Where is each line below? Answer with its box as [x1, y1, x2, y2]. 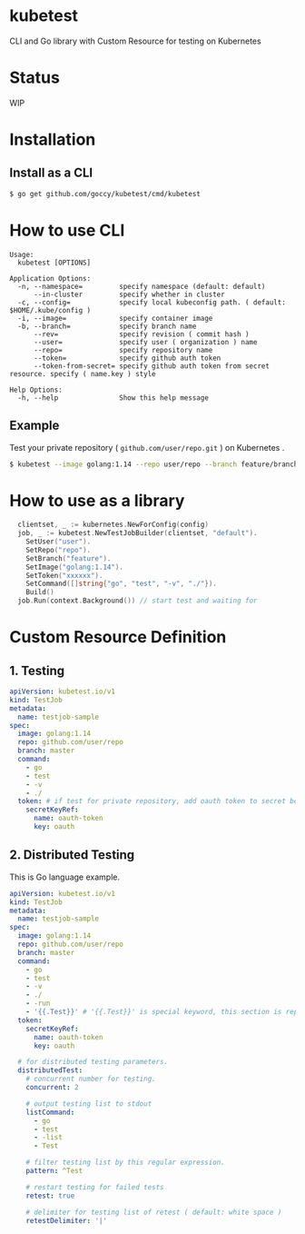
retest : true [25, 1191, 75, 1200]
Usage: [9, 250, 34, 259]
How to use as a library [9, 490, 185, 511]
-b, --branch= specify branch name [17, 322, 197, 331]
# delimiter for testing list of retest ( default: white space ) [25, 1208, 282, 1217]
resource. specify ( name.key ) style [9, 369, 156, 378]
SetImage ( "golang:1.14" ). [25, 562, 124, 572]
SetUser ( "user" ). [25, 537, 92, 546]
